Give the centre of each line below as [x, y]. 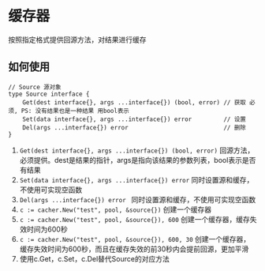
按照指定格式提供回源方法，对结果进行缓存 [77, 40]
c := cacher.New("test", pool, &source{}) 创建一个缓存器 [116, 209]
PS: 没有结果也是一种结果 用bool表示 [75, 111]
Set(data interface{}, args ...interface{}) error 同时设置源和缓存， [136, 179]
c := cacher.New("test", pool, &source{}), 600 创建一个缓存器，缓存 [134, 219]
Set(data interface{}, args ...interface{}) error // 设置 [134, 119]
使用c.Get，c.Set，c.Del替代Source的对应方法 [94, 258]
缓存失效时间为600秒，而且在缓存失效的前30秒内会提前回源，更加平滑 [134, 249]
